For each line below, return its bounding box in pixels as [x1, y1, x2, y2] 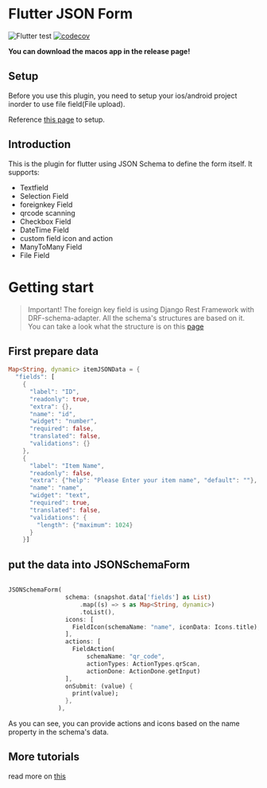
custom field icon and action [19, 233, 114, 243]
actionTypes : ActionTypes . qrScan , [86, 660, 201, 668]
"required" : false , [29, 425, 94, 433]
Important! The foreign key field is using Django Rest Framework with [27, 304, 254, 314]
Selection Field [19, 191, 69, 201]
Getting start [8, 278, 94, 296]
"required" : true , [29, 499, 91, 507]
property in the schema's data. [8, 728, 109, 736]
